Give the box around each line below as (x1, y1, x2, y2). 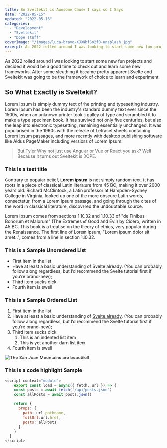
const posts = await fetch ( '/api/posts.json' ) (14, 387, 112, 393)
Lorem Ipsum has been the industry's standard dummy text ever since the (5, 106, 157, 112)
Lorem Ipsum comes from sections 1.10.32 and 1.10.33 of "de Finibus (5, 213, 145, 219)
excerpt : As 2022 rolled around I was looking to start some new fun (5, 44, 153, 49)
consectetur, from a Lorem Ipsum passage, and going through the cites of (5, 198, 157, 204)
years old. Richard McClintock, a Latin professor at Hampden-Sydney (5, 187, 148, 193)
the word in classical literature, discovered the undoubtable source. (5, 203, 143, 209)
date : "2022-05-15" (5, 12, 46, 17)
